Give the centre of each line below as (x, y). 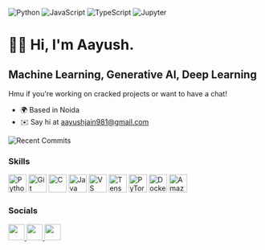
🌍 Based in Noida (50, 110)
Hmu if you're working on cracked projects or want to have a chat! (118, 94)
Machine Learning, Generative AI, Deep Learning (132, 74)
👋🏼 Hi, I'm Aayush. (71, 45)
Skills (19, 161)
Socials (23, 211)
